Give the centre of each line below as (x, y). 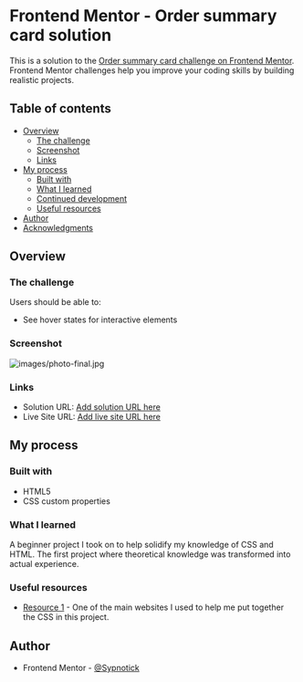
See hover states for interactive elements (100, 320)
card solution (61, 35)
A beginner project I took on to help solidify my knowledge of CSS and (141, 545)
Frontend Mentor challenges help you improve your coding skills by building (152, 70)
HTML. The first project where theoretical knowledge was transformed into (150, 554)
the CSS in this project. (66, 617)
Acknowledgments (58, 227)
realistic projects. (42, 79)
